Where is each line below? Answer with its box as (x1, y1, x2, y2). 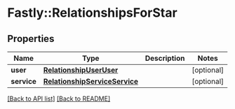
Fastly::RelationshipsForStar (7, 5, 177, 21)
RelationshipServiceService (43, 77, 139, 86)
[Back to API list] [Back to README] (7, 94, 111, 103)
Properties (7, 33, 55, 45)
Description (145, 54, 185, 63)
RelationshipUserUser (43, 65, 119, 75)
